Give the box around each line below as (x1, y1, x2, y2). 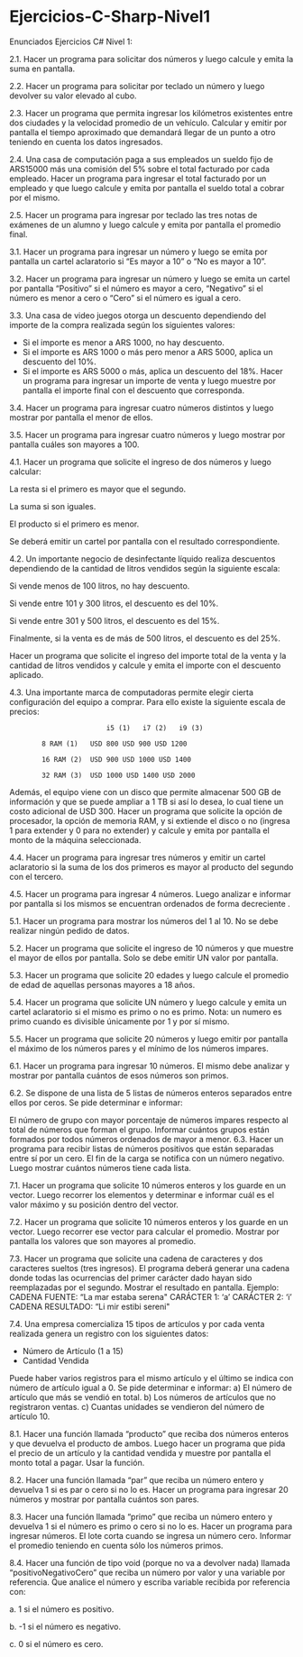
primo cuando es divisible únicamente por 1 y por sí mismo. (9, 1016, 230, 1027)
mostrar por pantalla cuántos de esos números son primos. (9, 1070, 229, 1081)
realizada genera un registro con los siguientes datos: (9, 1328, 209, 1339)
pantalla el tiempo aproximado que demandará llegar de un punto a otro (9, 126, 276, 137)
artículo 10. (9, 1411, 50, 1422)
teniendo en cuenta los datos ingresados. (9, 136, 163, 147)
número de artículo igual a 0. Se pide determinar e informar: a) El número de (9, 1382, 293, 1393)
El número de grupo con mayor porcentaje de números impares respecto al (9, 1114, 289, 1125)
